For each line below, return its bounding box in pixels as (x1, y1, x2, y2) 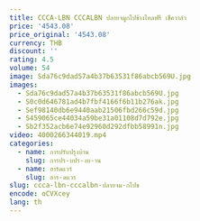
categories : (9, 139, 54, 148)
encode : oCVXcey (9, 189, 70, 198)
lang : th (9, 198, 42, 207)
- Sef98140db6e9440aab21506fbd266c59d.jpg (17, 106, 179, 115)
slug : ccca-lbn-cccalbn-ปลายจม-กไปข (9, 181, 140, 190)
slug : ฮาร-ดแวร (25, 172, 77, 181)
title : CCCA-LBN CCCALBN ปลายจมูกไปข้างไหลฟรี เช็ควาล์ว (9, 13, 187, 23)
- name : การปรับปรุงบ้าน (17, 147, 90, 156)
